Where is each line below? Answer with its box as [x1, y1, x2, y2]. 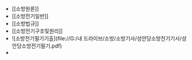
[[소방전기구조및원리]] [11, 27, 63, 34]
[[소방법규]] [11, 20, 39, 27]
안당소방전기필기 [11, 42, 50, 49]
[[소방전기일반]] [11, 12, 49, 20]
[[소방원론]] [11, 5, 39, 12]
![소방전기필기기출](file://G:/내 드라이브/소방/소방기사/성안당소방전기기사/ [11, 35, 182, 42]
